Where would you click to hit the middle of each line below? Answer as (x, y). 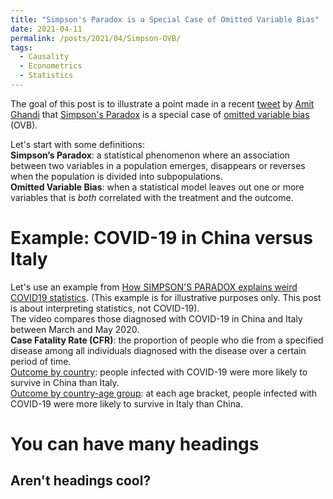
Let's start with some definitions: (77, 144)
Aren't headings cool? (81, 481)
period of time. (41, 361)
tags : (21, 47)
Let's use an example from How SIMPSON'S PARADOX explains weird (154, 287)
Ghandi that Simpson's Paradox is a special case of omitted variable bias (160, 114)
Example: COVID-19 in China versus (161, 238)
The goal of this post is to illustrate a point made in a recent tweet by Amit (162, 103)
